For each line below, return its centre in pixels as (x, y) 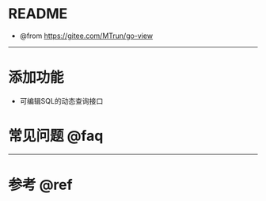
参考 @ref (40, 185)
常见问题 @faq (56, 136)
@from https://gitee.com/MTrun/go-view (86, 36)
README (38, 14)
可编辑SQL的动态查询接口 (61, 100)
